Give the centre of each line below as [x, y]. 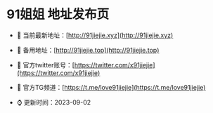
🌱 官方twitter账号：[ [46, 65]
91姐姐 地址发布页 [58, 14]
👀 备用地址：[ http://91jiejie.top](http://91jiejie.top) [88, 50]
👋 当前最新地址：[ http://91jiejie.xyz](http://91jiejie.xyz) [95, 35]
